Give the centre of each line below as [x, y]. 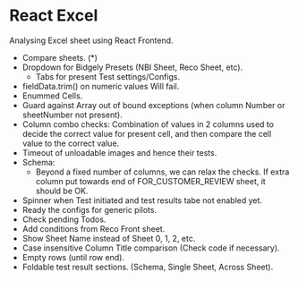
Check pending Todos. [64, 219]
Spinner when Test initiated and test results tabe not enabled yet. [142, 200]
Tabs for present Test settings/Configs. [108, 76]
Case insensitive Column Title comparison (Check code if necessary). [151, 248]
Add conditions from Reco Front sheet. [94, 228]
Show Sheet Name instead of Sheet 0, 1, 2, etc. [109, 238]
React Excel [54, 16]
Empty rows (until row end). [73, 257]
